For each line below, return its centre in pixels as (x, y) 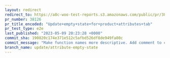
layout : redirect (23, 10)
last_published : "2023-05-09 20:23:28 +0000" (54, 33)
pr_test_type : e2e (24, 29)
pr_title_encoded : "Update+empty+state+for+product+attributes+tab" (79, 24)
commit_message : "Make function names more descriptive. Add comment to (83, 43)
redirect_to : (19, 15)
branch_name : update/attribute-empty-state (52, 47)
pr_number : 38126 (23, 19)
